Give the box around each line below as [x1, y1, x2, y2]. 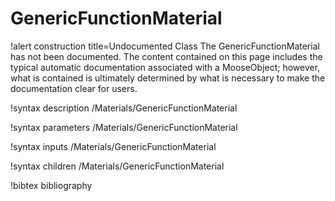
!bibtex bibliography [10, 179, 93, 191]
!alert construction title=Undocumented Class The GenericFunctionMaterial [10, 40, 320, 52]
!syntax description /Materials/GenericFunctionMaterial [10, 102, 238, 114]
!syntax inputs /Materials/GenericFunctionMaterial [10, 140, 217, 152]
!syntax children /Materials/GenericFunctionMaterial [10, 160, 225, 172]
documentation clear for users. [10, 82, 138, 94]
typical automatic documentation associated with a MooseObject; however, [10, 61, 321, 73]
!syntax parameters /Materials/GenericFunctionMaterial [10, 121, 238, 133]
